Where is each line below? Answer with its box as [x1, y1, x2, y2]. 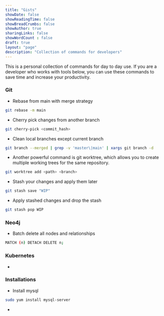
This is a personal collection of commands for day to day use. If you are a [5, 63, 157, 69]
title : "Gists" [5, 7, 37, 13]
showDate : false [5, 12, 39, 17]
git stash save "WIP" [5, 188, 51, 194]
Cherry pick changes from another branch [12, 117, 100, 123]
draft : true [5, 40, 30, 45]
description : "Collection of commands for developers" [5, 49, 122, 54]
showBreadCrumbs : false [5, 21, 55, 27]
